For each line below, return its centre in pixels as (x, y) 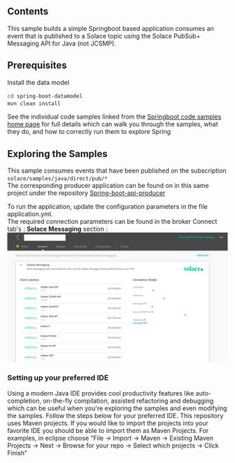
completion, (24, 401)
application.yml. (30, 214)
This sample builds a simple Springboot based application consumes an (111, 28)
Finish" (17, 452)
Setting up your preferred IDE (58, 378)
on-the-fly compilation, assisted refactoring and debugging (128, 401)
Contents (28, 12)
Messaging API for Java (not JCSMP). (62, 43)
